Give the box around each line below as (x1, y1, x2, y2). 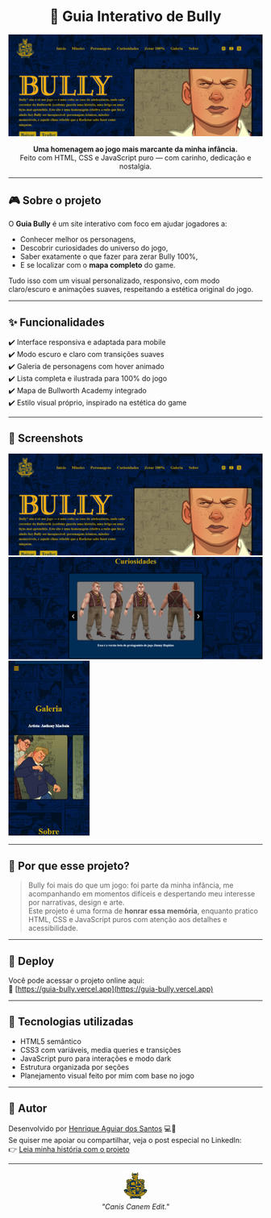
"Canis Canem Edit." (101, 1202, 170, 1212)
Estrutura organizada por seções (19, 1062, 129, 1071)
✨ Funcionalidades (8, 315, 105, 329)
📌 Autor (8, 1102, 48, 1116)
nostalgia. (119, 161, 152, 172)
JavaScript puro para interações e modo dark (19, 1054, 172, 1063)
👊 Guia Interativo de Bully (49, 7, 222, 26)
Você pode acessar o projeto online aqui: (8, 975, 145, 986)
